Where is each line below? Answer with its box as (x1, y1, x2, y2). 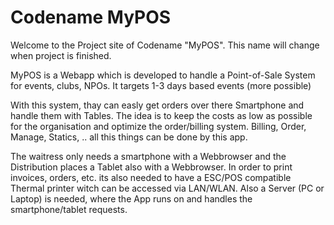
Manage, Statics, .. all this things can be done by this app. (10, 131, 248, 143)
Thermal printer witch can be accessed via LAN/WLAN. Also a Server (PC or (10, 182, 325, 194)
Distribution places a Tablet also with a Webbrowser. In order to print (10, 161, 293, 173)
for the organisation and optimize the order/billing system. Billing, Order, (10, 120, 307, 132)
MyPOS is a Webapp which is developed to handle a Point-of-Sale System (10, 69, 316, 81)
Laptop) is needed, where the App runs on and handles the (10, 192, 253, 205)
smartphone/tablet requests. (10, 203, 128, 215)
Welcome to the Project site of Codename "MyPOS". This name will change (10, 39, 320, 51)
